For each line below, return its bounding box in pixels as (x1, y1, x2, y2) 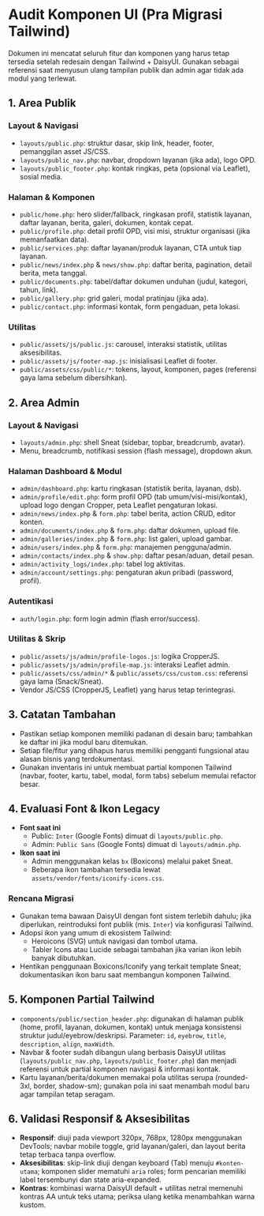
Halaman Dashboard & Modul (8, 465, 122, 476)
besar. (19, 779, 41, 789)
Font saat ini (19, 823, 61, 833)
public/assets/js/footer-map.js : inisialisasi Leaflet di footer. (19, 356, 218, 366)
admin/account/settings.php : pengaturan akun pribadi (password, (19, 567, 234, 578)
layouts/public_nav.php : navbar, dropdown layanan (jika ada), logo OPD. (19, 155, 257, 164)
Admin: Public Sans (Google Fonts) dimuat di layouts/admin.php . (31, 840, 242, 849)
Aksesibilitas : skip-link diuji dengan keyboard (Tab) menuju (19, 1158, 214, 1168)
